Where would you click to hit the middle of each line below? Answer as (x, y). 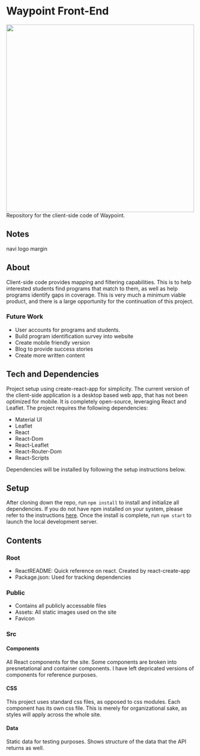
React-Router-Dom (38, 451)
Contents (24, 541)
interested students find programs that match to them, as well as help (92, 288)
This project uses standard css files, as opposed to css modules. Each (93, 701)
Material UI (29, 419)
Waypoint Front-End (58, 11)
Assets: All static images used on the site (66, 612)
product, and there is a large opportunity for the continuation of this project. (100, 301)
